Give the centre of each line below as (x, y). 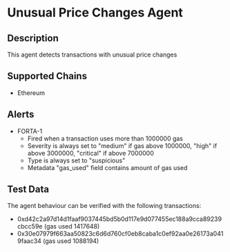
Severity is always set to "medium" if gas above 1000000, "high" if (122, 145)
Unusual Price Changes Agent (95, 13)
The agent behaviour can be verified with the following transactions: (104, 206)
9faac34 (29, 241)
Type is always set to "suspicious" (76, 160)
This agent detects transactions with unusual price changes (92, 54)
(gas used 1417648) (72, 227)
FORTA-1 (30, 131)
